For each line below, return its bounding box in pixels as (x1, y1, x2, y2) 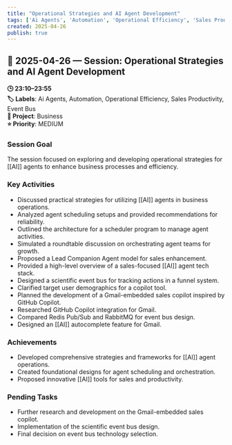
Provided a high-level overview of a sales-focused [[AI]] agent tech (17, 261, 209, 270)
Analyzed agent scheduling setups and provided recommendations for (17, 210, 218, 218)
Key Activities (7, 180, 55, 190)
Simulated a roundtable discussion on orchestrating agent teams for (17, 239, 211, 248)
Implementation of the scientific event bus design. (17, 422, 160, 431)
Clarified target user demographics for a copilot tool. (17, 284, 167, 292)
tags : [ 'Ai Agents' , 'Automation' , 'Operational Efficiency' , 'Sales (7, 17, 212, 23)
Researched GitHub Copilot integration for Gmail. (17, 305, 157, 314)
